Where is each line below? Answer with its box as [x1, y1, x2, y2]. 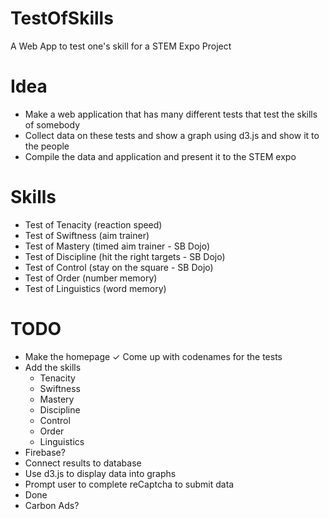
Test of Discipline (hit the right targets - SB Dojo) [24, 250, 226, 262]
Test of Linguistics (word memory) [24, 282, 167, 294]
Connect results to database [24, 457, 142, 469]
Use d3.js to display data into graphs [24, 467, 177, 479]
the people [24, 140, 70, 152]
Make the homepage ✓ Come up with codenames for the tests [24, 350, 283, 362]
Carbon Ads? [24, 499, 80, 511]
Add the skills [24, 361, 82, 373]
